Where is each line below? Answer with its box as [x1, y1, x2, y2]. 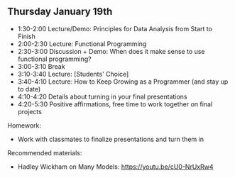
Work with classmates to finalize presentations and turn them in [17, 135, 204, 143]
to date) [17, 84, 41, 93]
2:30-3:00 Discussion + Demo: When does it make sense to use [17, 47, 205, 55]
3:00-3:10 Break [17, 62, 65, 70]
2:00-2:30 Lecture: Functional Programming [17, 39, 147, 48]
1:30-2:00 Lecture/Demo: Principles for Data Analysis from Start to [17, 24, 213, 33]
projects [17, 107, 43, 116]
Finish [17, 32, 35, 40]
